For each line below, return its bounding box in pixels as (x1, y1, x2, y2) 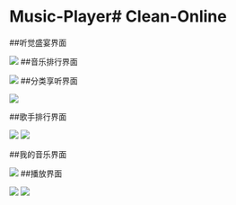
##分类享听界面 (20, 75, 78, 86)
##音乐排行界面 (20, 56, 78, 67)
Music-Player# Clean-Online (9, 6, 227, 27)
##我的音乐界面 (9, 148, 67, 159)
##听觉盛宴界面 (9, 37, 67, 48)
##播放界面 (20, 168, 63, 179)
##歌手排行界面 (9, 111, 67, 122)
